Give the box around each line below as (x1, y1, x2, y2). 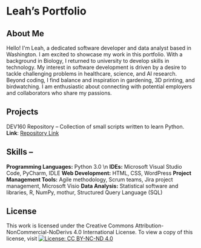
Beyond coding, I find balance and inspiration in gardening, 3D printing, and (6, 77, 195, 83)
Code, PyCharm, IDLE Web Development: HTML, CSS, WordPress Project (6, 169, 192, 177)
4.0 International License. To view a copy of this (73, 229, 193, 236)
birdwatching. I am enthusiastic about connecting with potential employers (6, 83, 193, 90)
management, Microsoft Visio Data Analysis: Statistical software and (6, 182, 179, 189)
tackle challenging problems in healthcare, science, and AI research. (6, 70, 177, 77)
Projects (6, 107, 39, 117)
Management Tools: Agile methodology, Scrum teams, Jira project (6, 175, 174, 183)
